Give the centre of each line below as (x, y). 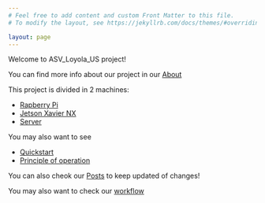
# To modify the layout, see (56, 23)
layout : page (30, 37)
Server (30, 122)
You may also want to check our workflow (76, 191)
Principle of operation (55, 161)
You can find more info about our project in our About (95, 75)
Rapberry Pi (39, 105)
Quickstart (36, 152)
